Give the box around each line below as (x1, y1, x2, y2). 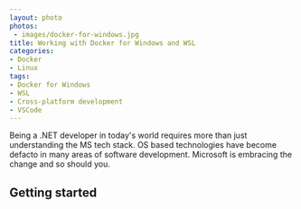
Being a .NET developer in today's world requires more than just (9, 130, 248, 141)
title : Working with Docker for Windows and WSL (9, 38, 196, 48)
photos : (9, 22, 39, 31)
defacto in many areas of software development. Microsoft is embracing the (9, 150, 292, 160)
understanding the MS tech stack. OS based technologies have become (9, 140, 277, 150)
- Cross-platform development (9, 96, 124, 106)
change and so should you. (9, 159, 111, 169)
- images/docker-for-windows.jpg (13, 30, 140, 39)
